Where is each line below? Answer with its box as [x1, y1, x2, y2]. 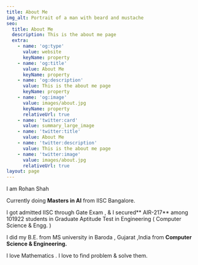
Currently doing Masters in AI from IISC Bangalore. [6, 197, 136, 204]
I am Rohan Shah [6, 185, 49, 193]
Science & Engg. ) [6, 222, 51, 230]
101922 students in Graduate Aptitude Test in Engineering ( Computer [6, 215, 182, 223]
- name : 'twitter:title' [17, 129, 81, 135]
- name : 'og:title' [17, 60, 67, 66]
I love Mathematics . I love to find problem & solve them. [6, 252, 148, 259]
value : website [22, 49, 62, 55]
